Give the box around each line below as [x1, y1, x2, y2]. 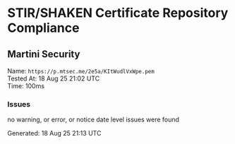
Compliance [7, 20, 80, 36]
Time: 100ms [7, 82, 44, 90]
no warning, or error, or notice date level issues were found [7, 115, 180, 124]
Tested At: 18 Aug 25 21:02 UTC [7, 74, 100, 83]
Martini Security [7, 48, 80, 60]
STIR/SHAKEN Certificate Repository [7, 5, 229, 21]
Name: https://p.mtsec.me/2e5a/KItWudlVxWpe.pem [7, 67, 155, 75]
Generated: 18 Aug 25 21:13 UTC [7, 129, 102, 138]
